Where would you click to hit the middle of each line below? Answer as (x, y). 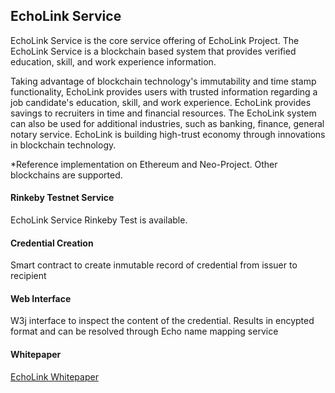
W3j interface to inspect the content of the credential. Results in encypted (162, 321)
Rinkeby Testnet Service (62, 198)
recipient (28, 276)
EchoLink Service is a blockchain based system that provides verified (153, 51)
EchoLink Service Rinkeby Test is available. (99, 220)
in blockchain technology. (63, 145)
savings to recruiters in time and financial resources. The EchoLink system (163, 113)
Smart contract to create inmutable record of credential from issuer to (154, 265)
